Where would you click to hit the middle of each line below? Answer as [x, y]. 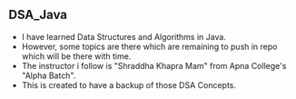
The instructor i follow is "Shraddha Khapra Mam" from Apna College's [154, 65]
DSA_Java [38, 15]
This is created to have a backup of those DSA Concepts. [129, 84]
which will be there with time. [76, 56]
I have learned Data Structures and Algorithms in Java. [123, 36]
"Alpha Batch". [49, 75]
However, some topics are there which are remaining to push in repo [149, 46]
